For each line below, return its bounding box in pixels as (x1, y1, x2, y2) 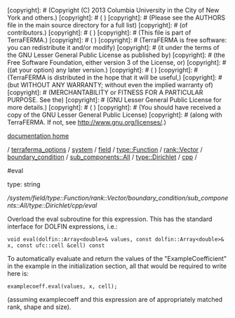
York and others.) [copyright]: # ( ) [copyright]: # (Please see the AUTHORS (7, 13, 226, 22)
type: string (7, 180, 41, 189)
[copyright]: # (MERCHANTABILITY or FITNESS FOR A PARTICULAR (7, 88, 203, 96)
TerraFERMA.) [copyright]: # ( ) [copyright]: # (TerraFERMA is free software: (7, 36, 227, 44)
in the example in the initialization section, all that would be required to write (7, 262, 227, 270)
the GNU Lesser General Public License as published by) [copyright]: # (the (7, 51, 226, 59)
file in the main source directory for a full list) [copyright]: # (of (7, 21, 188, 29)
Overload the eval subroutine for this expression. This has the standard (7, 215, 213, 223)
